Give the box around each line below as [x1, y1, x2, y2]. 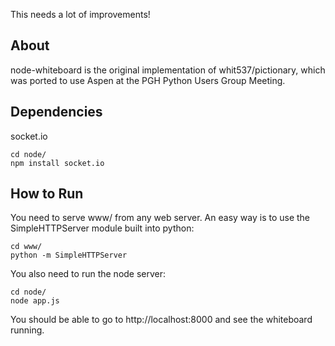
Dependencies [10, 104, 103, 121]
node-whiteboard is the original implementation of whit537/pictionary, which [10, 64, 326, 76]
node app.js [10, 296, 60, 306]
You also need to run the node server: [10, 268, 167, 280]
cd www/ [10, 242, 43, 252]
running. [10, 324, 45, 336]
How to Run [10, 185, 84, 203]
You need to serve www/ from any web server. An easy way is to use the [10, 212, 311, 224]
